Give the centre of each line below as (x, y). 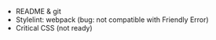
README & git (38, 11)
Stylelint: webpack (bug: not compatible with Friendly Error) (112, 20)
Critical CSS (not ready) (54, 28)
